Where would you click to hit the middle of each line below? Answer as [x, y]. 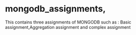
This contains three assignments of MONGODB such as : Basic [68, 22]
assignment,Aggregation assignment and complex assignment [68, 27]
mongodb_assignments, [56, 9]
